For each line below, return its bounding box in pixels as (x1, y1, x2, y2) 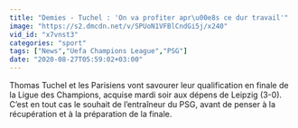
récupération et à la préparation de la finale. (9, 109, 172, 119)
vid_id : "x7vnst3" (9, 30, 79, 39)
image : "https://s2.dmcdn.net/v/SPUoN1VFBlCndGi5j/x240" (9, 22, 228, 31)
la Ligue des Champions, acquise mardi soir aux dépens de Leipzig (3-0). (9, 89, 283, 100)
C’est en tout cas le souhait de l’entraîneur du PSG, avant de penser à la (9, 99, 276, 109)
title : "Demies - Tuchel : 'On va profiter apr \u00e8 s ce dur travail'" (9, 13, 289, 23)
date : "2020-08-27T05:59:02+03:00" (9, 55, 144, 64)
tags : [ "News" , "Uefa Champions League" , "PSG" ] (9, 47, 188, 56)
